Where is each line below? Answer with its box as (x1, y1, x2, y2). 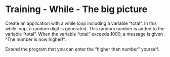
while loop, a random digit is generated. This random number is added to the (5, 25, 165, 31)
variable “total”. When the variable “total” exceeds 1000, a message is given (5, 31, 163, 37)
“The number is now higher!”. (5, 36, 66, 42)
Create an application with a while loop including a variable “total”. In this (5, 20, 157, 26)
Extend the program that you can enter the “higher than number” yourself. (5, 46, 159, 52)
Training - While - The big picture (5, 4, 148, 15)
